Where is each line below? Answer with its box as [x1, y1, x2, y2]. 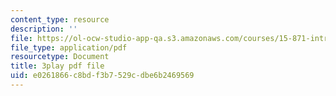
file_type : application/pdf [10, 42, 128, 53]
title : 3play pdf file [10, 61, 105, 71]
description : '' [10, 24, 78, 34]
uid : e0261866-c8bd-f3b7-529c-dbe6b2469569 [10, 71, 195, 81]
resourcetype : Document [10, 52, 110, 62]
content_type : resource [10, 14, 110, 25]
